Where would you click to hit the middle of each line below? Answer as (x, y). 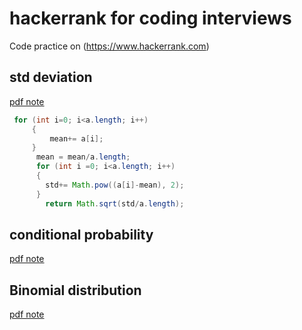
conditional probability (81, 234)
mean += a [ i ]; (76, 138)
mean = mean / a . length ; (83, 157)
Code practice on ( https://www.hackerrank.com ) (109, 46)
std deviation (51, 77)
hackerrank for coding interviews (150, 18)
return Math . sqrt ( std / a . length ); (115, 203)
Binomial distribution (75, 290)
